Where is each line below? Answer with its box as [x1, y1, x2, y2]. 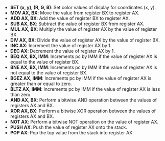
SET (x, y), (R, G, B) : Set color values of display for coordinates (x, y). [10, 5, 156, 10]
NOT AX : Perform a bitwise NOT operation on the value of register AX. [10, 119, 159, 125]
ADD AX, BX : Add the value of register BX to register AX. [10, 15, 130, 21]
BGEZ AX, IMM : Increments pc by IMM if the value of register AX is [10, 75, 152, 81]
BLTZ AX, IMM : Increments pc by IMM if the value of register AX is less [10, 86, 160, 92]
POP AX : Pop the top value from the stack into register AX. [10, 130, 134, 135]
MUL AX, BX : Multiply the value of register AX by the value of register [10, 26, 157, 32]
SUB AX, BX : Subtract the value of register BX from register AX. [10, 21, 145, 27]
